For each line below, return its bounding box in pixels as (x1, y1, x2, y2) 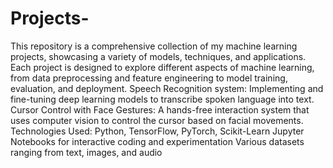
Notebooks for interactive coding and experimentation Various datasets (10, 135, 305, 147)
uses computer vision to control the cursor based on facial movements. (10, 114, 304, 126)
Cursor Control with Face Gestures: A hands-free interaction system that (10, 103, 310, 116)
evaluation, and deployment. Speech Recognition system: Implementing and (10, 82, 324, 94)
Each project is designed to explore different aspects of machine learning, (10, 61, 315, 73)
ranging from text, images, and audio (10, 146, 163, 158)
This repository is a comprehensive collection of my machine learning (10, 40, 298, 52)
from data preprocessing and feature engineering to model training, (10, 72, 288, 84)
